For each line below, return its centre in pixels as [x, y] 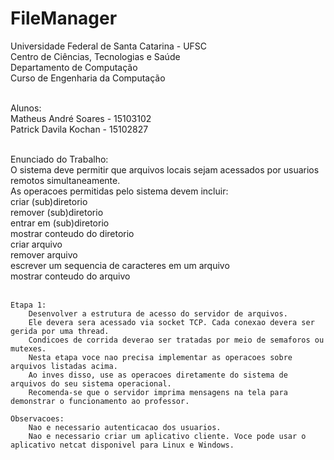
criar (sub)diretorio [49, 201]
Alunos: [26, 108]
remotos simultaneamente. [65, 180]
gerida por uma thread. [60, 331]
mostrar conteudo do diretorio [72, 233]
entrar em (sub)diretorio [60, 223]
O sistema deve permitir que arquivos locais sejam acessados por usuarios [165, 169]
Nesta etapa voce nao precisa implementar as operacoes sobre [160, 357]
